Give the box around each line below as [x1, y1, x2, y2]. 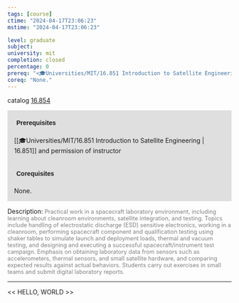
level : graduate [7, 36, 55, 43]
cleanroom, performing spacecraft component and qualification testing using [7, 227, 213, 235]
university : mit [7, 50, 55, 57]
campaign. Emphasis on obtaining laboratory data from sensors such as [7, 247, 201, 255]
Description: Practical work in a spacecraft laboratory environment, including [7, 207, 217, 215]
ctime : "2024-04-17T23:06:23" [7, 17, 97, 24]
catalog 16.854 [7, 96, 51, 104]
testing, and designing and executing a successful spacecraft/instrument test [7, 241, 215, 249]
